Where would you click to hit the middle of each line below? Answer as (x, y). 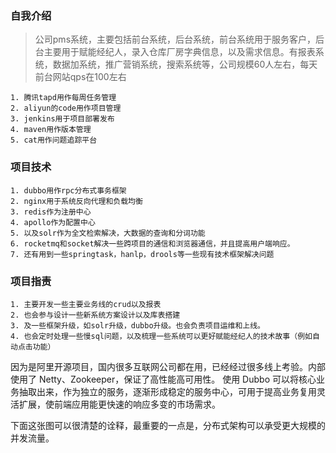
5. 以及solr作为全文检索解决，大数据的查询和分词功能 (108, 233)
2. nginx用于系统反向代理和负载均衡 (76, 201)
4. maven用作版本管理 (51, 130)
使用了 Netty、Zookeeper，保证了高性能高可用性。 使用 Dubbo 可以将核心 (163, 379)
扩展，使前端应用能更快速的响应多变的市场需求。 (119, 404)
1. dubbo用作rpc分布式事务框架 (68, 190)
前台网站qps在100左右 (80, 77)
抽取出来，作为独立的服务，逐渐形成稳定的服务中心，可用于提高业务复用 (167, 391)
